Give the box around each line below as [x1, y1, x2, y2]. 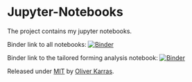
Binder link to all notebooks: [7, 40, 87, 48]
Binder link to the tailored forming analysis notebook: [7, 53, 158, 62]
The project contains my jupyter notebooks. [7, 27, 132, 35]
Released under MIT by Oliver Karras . [7, 67, 114, 75]
